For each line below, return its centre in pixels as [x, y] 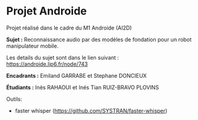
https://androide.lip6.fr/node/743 [47, 64]
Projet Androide [46, 11]
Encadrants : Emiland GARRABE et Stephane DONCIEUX [76, 75]
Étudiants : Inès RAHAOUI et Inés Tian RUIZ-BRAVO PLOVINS [83, 87]
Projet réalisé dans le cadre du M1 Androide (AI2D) [69, 28]
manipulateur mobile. [33, 46]
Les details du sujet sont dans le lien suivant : [63, 57]
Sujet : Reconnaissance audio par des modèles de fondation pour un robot [99, 39]
